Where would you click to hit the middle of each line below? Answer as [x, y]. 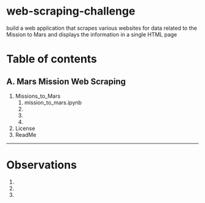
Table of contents [52, 59]
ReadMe [26, 134]
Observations [42, 165]
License [25, 128]
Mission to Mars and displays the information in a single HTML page [92, 34]
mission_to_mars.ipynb [53, 102]
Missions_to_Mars [38, 96]
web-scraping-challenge [71, 11]
